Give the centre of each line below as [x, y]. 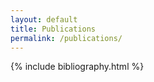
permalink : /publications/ [66, 38]
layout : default [44, 19]
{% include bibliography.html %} [77, 67]
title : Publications [53, 29]
